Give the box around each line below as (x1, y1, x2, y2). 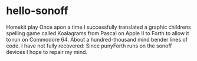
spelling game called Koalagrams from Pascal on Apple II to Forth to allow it (6, 29, 189, 36)
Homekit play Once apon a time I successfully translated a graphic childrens (6, 23, 191, 30)
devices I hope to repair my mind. (6, 48, 87, 55)
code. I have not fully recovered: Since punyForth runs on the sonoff (6, 42, 172, 49)
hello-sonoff (6, 4, 69, 18)
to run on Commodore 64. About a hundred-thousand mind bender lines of (6, 36, 188, 43)
